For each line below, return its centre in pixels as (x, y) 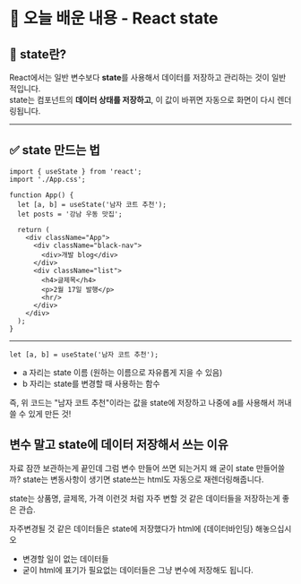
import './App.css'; (48, 179)
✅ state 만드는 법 (55, 150)
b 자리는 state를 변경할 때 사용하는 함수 (91, 383)
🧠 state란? (38, 54)
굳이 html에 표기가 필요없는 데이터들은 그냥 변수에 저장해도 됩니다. (138, 570)
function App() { (42, 195)
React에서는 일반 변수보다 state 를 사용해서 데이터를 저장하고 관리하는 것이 (140, 77)
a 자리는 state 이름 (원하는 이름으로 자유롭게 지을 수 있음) (122, 372)
